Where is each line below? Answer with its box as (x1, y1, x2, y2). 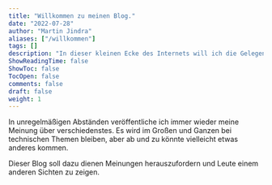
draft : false (8, 87, 53, 96)
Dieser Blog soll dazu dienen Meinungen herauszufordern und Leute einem (8, 159, 259, 169)
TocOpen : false (8, 72, 60, 80)
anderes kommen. (8, 143, 69, 153)
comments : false (8, 80, 63, 88)
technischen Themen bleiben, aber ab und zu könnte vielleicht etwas (8, 135, 239, 144)
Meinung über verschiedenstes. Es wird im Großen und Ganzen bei (8, 126, 232, 136)
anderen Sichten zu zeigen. (8, 167, 100, 177)
